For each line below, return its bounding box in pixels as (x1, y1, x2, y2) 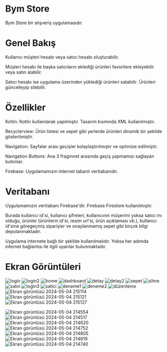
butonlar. (5, 158, 24, 164)
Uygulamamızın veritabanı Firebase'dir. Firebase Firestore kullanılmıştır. (5, 202, 152, 208)
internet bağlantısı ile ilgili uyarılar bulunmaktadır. (5, 243, 107, 249)
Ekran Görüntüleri (5, 261, 81, 272)
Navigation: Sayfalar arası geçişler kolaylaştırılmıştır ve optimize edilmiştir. (5, 143, 158, 149)
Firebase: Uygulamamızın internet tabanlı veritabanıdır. (5, 168, 118, 174)
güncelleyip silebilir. (5, 84, 46, 90)
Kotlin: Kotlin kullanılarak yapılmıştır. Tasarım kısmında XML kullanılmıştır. (5, 118, 155, 124)
